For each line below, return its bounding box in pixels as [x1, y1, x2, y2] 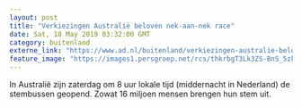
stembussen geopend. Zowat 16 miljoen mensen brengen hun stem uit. [9, 88, 271, 99]
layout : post [9, 12, 58, 22]
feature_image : [9, 54, 67, 63]
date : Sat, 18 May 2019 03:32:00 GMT [9, 29, 151, 38]
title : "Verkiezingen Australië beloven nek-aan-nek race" [9, 21, 235, 30]
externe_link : [9, 46, 63, 55]
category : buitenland [9, 37, 91, 47]
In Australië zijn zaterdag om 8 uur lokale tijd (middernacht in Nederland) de [9, 79, 290, 89]
